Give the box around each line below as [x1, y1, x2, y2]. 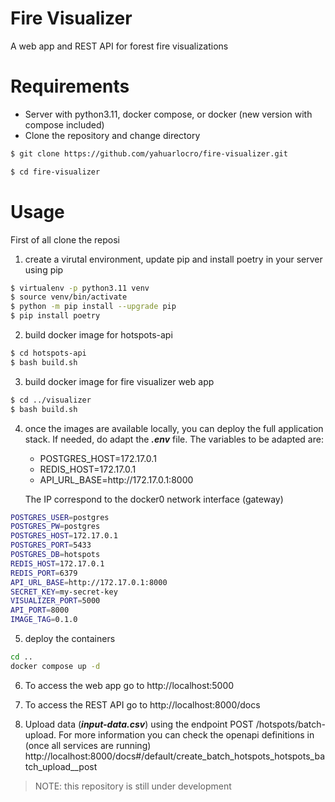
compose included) [24, 118, 105, 131]
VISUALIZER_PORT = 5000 [10, 596, 101, 606]
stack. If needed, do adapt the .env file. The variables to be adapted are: [24, 433, 324, 445]
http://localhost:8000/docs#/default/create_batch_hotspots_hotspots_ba [24, 750, 326, 762]
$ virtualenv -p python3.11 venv [10, 283, 150, 293]
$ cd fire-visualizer [10, 167, 101, 177]
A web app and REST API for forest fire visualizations [10, 40, 229, 52]
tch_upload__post [24, 760, 98, 772]
